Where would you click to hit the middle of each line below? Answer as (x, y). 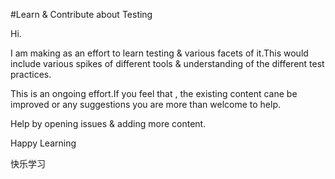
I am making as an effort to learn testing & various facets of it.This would (159, 53)
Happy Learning (43, 143)
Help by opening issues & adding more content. (108, 123)
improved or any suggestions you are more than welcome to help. (145, 104)
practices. (31, 74)
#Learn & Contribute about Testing (81, 14)
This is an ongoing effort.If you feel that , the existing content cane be (154, 93)
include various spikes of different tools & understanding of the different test (167, 63)
